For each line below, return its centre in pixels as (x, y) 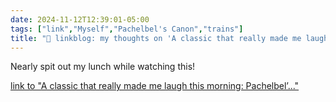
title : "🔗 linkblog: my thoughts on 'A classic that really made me (156, 38)
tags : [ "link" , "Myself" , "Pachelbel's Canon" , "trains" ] (127, 29)
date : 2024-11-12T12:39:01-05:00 (80, 19)
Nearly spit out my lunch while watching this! (103, 67)
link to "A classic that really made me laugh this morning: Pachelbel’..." (155, 86)
